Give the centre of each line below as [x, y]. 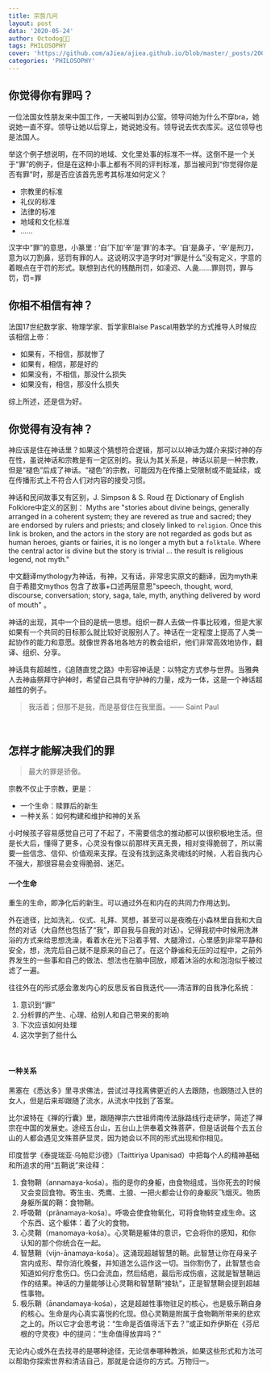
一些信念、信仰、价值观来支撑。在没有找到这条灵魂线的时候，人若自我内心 [139, 854]
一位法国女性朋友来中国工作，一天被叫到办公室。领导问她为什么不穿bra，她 [134, 116]
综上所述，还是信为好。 [47, 401]
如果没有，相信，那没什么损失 [69, 384]
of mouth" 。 [29, 605]
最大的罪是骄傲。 [56, 771]
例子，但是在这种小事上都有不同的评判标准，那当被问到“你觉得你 [144, 164]
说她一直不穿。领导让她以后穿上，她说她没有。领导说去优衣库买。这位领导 [132, 127]
